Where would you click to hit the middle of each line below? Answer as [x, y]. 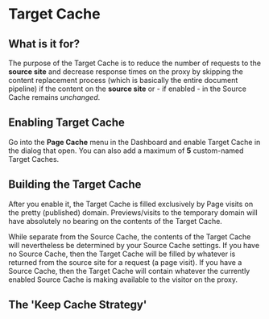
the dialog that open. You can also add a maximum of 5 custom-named [126, 151]
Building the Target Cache [75, 185]
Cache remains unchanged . [54, 97]
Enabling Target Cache [66, 123]
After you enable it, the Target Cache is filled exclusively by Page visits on [131, 204]
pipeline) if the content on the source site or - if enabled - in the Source [128, 89]
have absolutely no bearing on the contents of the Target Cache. [116, 221]
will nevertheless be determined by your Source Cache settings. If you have [134, 245]
